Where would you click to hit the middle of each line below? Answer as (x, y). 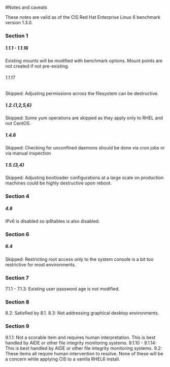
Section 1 (17, 36)
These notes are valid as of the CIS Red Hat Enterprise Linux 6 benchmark (83, 17)
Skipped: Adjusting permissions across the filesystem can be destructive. (82, 94)
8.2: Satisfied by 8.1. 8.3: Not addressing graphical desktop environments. (82, 313)
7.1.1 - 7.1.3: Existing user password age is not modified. (63, 289)
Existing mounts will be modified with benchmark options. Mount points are (84, 60)
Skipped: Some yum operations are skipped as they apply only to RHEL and (84, 118)
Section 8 (17, 302)
